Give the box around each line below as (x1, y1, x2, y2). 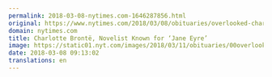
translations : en (8, 57, 67, 65)
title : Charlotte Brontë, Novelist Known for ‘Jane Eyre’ (8, 34, 208, 43)
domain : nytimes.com (8, 26, 79, 34)
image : (8, 42, 31, 50)
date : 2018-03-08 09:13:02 (8, 49, 100, 57)
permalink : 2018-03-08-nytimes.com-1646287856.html (8, 11, 186, 20)
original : (8, 19, 42, 27)
